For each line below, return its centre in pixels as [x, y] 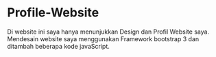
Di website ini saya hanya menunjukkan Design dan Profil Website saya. [108, 32]
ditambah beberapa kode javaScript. [58, 46]
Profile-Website [53, 13]
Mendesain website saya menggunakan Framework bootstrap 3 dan [103, 38]
